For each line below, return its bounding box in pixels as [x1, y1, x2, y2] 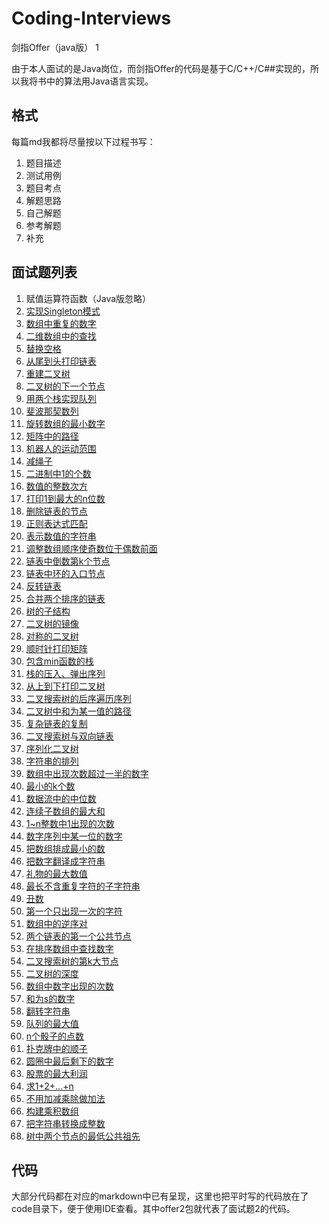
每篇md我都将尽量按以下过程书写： [11, 135, 156, 147]
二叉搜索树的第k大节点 [25, 955, 119, 967]
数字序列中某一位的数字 [25, 830, 123, 842]
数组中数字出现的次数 [25, 980, 114, 992]
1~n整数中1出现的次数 [25, 817, 115, 829]
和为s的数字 [25, 992, 76, 1004]
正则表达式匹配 [25, 517, 88, 529]
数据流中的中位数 [25, 792, 97, 804]
